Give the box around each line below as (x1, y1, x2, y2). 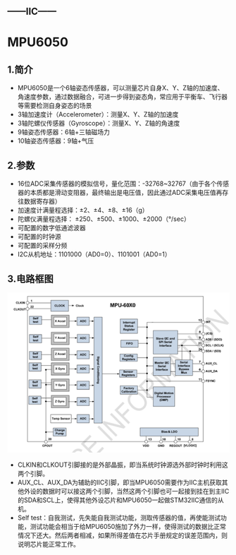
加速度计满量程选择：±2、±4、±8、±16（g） (17, 206, 149, 215)
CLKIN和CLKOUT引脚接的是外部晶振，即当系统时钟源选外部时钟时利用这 (17, 460, 228, 469)
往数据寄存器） (17, 197, 61, 205)
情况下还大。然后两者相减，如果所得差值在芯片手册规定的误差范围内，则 (17, 531, 228, 539)
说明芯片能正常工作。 (17, 539, 80, 548)
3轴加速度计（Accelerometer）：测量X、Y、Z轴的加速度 (17, 110, 179, 119)
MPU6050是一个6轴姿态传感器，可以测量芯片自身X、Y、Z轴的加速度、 (17, 84, 224, 92)
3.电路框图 (7, 273, 54, 285)
